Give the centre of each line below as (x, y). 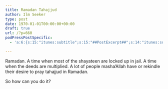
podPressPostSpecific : (29, 38)
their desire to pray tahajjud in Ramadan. (47, 71)
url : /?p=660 (19, 33)
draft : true (17, 28)
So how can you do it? (28, 81)
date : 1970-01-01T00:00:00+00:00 (40, 24)
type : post (16, 19)
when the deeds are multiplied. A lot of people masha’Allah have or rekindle (83, 66)
